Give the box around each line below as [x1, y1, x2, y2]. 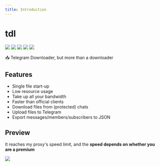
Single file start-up [12, 83, 49, 89]
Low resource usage [12, 89, 53, 94]
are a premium [5, 147, 35, 152]
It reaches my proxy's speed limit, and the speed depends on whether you [5, 142, 155, 148]
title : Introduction [5, 7, 47, 12]
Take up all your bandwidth [12, 93, 66, 100]
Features [5, 70, 32, 78]
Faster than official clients [12, 99, 64, 105]
